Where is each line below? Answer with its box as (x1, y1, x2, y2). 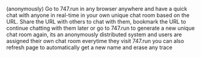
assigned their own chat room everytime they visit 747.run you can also (6, 38, 184, 44)
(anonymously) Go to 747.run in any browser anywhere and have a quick (6, 5, 188, 12)
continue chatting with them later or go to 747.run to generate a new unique (6, 24, 196, 32)
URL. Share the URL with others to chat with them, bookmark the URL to (6, 18, 186, 25)
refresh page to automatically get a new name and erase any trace (6, 44, 173, 51)
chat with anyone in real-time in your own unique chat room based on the (6, 12, 190, 19)
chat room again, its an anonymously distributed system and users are (6, 31, 182, 38)
